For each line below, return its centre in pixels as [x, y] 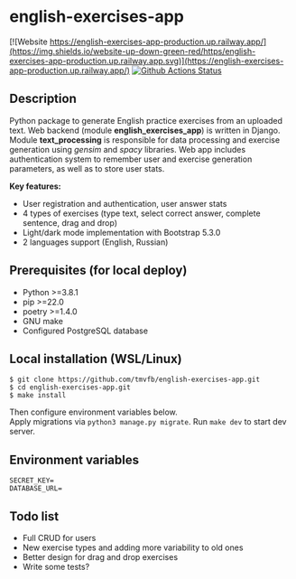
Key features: [35, 186]
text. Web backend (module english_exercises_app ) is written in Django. [145, 130]
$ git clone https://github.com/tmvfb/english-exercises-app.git [134, 380]
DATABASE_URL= [36, 489]
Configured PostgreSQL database [85, 331]
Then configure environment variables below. [93, 412]
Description [43, 99]
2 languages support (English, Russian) [95, 242]
